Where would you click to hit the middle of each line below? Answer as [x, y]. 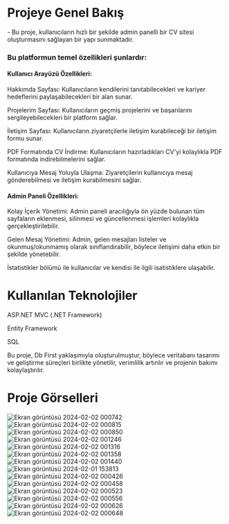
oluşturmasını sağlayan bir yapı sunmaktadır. [71, 39]
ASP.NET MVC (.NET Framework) [55, 315]
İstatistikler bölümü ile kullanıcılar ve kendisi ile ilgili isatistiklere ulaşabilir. [111, 268]
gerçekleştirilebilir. [34, 226]
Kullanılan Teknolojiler [72, 296]
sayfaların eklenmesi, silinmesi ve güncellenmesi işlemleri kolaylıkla [103, 219]
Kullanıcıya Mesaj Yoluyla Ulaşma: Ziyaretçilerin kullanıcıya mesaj [100, 173]
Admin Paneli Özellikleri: [43, 196]
